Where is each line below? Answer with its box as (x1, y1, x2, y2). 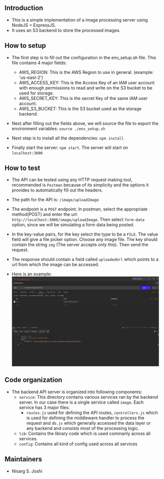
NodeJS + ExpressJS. (11, 22, 56, 28)
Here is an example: (11, 271, 52, 277)
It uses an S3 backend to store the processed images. (11, 27, 121, 33)
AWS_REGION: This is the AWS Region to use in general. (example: (19, 69, 154, 75)
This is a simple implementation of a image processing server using (11, 17, 148, 23)
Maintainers (4, 455, 43, 463)
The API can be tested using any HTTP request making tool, (11, 177, 133, 183)
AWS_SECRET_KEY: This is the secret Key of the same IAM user (19, 95, 148, 101)
